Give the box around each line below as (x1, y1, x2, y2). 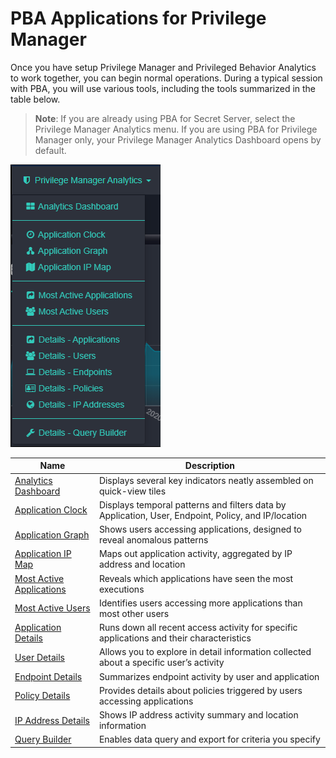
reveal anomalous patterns (98, 534, 209, 546)
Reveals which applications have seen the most (98, 572, 294, 584)
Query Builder (14, 733, 72, 746)
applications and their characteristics (98, 632, 252, 644)
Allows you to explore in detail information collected (98, 646, 312, 658)
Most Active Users (14, 602, 91, 614)
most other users (98, 607, 170, 619)
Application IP (14, 548, 72, 560)
